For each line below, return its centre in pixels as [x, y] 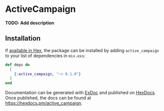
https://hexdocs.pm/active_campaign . [44, 103]
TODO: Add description [30, 23]
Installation [23, 38]
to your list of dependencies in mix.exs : [45, 55]
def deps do [17, 65]
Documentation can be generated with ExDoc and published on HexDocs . [81, 93]
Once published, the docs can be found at [48, 98]
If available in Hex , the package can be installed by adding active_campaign [82, 50]
